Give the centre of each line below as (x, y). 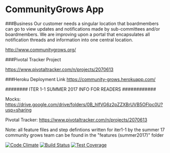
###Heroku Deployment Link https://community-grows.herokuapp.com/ (80, 79)
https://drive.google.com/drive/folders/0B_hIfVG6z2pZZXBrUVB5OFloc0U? (84, 104)
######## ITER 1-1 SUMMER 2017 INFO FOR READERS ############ (81, 89)
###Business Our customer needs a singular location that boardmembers (82, 23)
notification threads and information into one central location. (69, 40)
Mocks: (13, 99)
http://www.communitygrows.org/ (41, 49)
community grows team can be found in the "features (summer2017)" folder (84, 135)
